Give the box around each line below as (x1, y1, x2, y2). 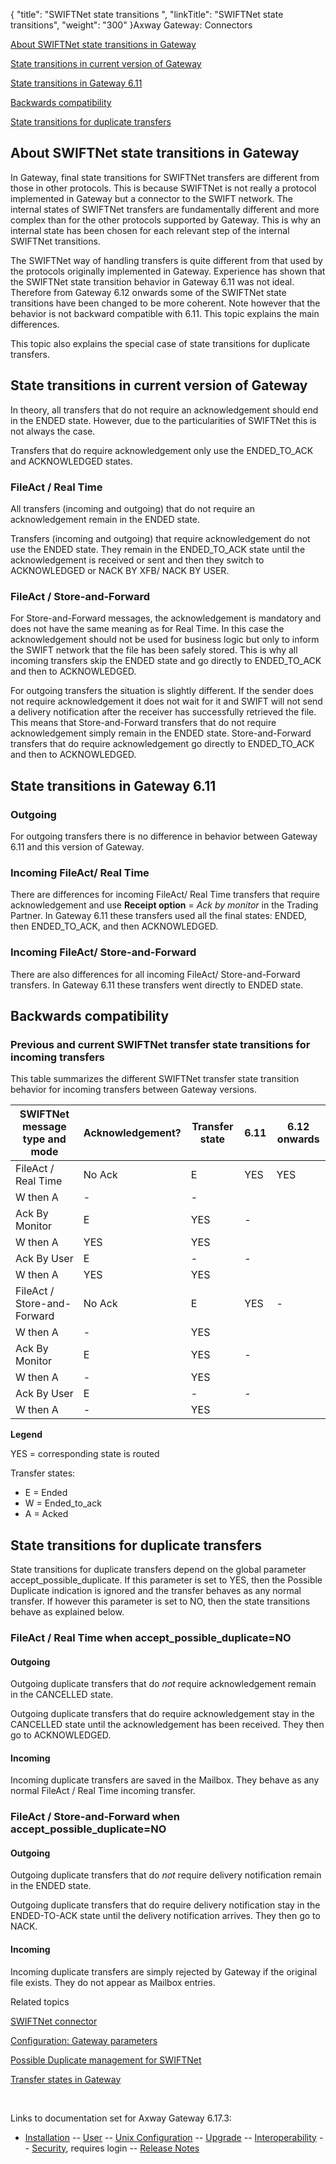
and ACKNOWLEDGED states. (10, 455, 133, 467)
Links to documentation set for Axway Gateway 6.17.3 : (10, 2112, 232, 2124)
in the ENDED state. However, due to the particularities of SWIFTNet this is (10, 414, 317, 426)
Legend (10, 1429, 43, 1441)
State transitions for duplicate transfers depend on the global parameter (10, 1564, 307, 1575)
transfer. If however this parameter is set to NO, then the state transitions (10, 1595, 311, 1607)
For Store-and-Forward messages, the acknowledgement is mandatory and (10, 612, 322, 624)
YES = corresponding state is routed (10, 1448, 160, 1460)
